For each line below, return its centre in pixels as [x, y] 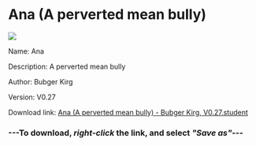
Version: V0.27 [32, 97]
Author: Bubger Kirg [41, 81]
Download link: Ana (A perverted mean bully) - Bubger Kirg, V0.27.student [128, 112]
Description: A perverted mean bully [67, 66]
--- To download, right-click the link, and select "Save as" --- [126, 133]
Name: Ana [26, 51]
